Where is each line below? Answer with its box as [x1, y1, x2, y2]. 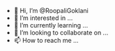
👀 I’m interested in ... [13, 14, 73, 22]
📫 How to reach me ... [13, 37, 79, 44]
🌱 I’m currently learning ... [13, 21, 89, 29]
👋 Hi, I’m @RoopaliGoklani [13, 7, 89, 14]
